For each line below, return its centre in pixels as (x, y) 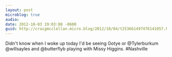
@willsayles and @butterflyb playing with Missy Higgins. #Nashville (77, 49)
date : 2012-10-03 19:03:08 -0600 (41, 24)
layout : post (19, 10)
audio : (12, 19)
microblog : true (23, 15)
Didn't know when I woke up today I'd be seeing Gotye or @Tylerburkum (82, 43)
